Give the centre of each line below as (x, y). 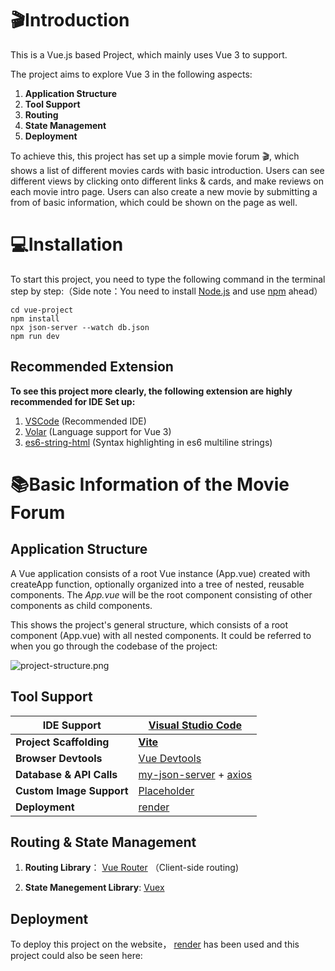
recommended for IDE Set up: (73, 401)
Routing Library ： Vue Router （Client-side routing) (132, 868)
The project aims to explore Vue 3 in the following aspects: (131, 74)
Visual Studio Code (195, 725)
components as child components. (81, 605)
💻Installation (67, 244)
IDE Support (72, 725)
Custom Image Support (72, 790)
